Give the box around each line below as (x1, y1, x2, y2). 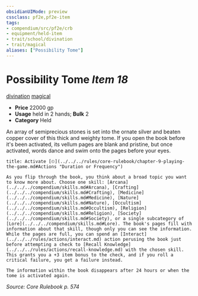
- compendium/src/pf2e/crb (6, 25, 73, 31)
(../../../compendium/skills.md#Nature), (6, 200, 110, 206)
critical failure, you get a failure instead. (6, 257, 123, 263)
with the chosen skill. (125, 247, 184, 253)
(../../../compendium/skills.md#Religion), (6, 210, 116, 217)
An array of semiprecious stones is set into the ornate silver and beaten (6, 128, 181, 135)
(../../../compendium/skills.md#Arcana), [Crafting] (6, 184, 139, 190)
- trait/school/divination (6, 36, 73, 42)
